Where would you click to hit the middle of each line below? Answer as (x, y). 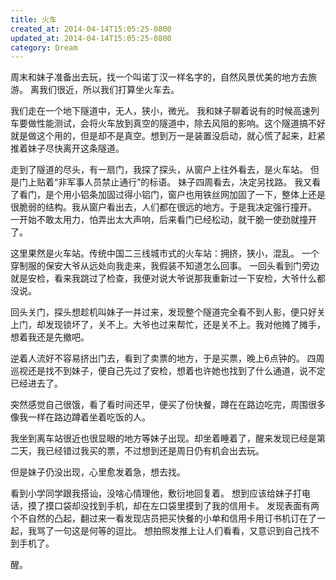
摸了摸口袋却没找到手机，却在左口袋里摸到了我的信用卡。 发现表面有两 (173, 506)
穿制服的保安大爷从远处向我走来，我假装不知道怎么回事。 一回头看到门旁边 (165, 266)
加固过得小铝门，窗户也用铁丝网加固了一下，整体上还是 (211, 195)
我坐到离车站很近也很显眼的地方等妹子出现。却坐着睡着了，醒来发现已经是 (163, 438)
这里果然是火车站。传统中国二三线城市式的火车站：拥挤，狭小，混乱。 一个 (165, 253)
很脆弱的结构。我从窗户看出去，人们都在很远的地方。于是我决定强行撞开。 (163, 207)
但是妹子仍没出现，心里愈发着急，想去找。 (98, 472)
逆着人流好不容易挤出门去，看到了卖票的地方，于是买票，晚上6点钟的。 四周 (167, 358)
